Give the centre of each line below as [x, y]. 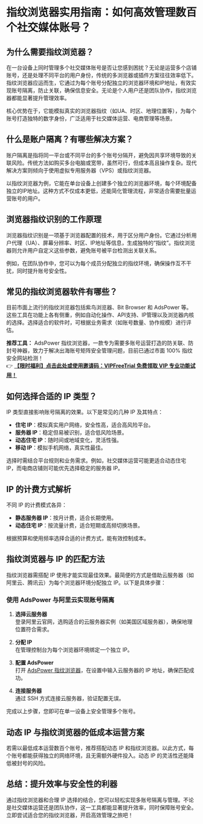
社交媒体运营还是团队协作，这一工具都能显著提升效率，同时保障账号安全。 [104, 807]
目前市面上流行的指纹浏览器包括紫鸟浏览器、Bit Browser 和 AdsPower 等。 [99, 308]
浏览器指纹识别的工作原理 [54, 219]
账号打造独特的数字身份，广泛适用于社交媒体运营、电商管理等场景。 [91, 118]
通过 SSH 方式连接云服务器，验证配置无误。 [70, 698]
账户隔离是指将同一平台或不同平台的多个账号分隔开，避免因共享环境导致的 [99, 155]
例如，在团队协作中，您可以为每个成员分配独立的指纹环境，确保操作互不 [96, 263]
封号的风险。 [33, 763]
